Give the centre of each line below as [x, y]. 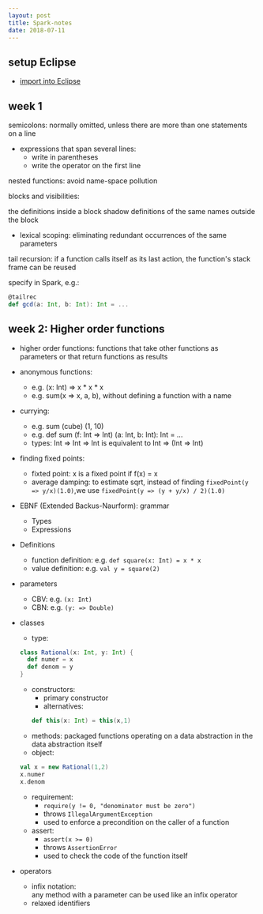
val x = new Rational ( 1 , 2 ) [64, 767]
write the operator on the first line [86, 165]
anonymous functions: [56, 371]
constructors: [53, 690]
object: [43, 752]
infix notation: [54, 886]
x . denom [32, 782]
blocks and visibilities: [44, 196]
